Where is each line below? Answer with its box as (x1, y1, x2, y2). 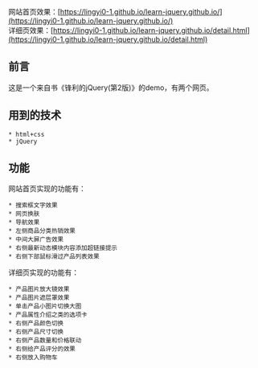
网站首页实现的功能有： (8, 184, 86, 194)
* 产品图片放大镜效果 (8, 285, 70, 293)
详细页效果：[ (8, 26, 54, 35)
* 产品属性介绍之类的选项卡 (8, 311, 88, 319)
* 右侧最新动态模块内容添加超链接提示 (8, 244, 118, 252)
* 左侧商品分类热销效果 (8, 227, 76, 235)
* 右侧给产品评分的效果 (8, 345, 76, 354)
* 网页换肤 (8, 210, 40, 219)
